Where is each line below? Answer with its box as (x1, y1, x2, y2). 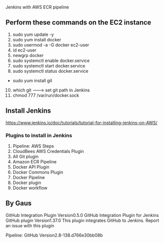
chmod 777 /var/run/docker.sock (12, 92, 80, 98)
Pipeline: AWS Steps (12, 143, 55, 149)
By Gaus (5, 199, 32, 208)
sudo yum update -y (12, 31, 54, 37)
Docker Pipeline (12, 174, 45, 180)
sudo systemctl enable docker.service (12, 58, 90, 63)
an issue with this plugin (5, 222, 55, 228)
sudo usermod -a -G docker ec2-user (12, 42, 89, 48)
